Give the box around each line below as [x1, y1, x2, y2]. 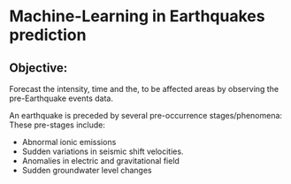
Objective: [9, 60, 68, 75]
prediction [9, 25, 87, 45]
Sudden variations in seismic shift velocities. [21, 146, 184, 157]
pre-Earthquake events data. [9, 93, 113, 103]
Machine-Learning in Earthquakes [9, 6, 265, 27]
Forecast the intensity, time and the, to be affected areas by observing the [9, 84, 280, 94]
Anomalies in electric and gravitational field [21, 156, 180, 165]
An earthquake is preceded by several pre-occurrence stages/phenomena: [9, 111, 283, 120]
